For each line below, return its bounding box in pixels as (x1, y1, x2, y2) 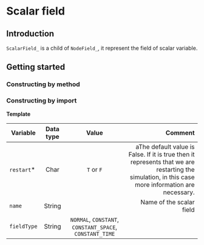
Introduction (6, 29, 55, 39)
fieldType (9, 223, 38, 230)
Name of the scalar (140, 198, 195, 206)
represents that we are (130, 158, 195, 166)
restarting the (156, 165, 195, 173)
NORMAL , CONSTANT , (70, 215, 120, 224)
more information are (134, 180, 195, 189)
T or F (87, 165, 103, 173)
